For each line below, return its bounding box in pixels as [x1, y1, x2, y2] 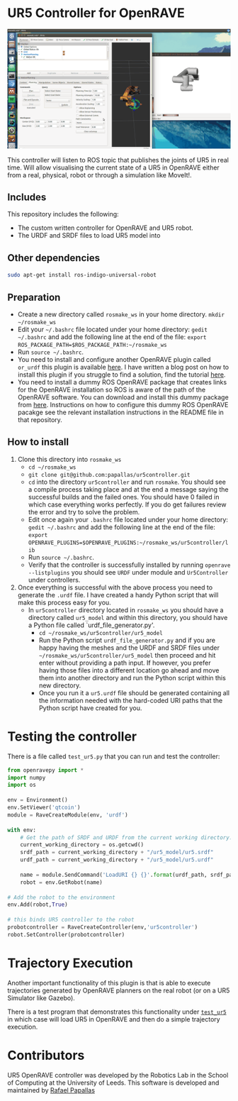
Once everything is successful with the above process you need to [17, 583, 213, 592]
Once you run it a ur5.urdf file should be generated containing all [38, 688, 230, 697]
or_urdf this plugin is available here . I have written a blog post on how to [17, 363, 229, 371]
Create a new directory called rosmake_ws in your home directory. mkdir [17, 310, 225, 319]
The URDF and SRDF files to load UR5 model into [17, 231, 161, 240]
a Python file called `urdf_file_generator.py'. [28, 621, 155, 629]
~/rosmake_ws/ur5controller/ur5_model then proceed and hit [38, 651, 216, 659]
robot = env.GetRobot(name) [20, 878, 103, 886]
